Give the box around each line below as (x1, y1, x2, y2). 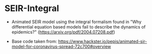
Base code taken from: (11, 38, 57, 44)
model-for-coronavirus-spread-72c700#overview (11, 43, 111, 49)
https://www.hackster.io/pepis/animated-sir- (58, 38, 147, 44)
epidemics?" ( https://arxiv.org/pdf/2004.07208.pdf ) (11, 29, 115, 35)
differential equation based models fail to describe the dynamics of (11, 24, 146, 29)
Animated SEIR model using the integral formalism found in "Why (11, 19, 142, 25)
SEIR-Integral (4, 3, 59, 14)
